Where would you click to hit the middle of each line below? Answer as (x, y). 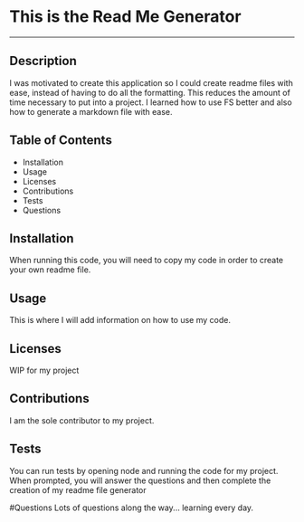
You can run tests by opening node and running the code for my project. (144, 470)
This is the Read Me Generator (125, 17)
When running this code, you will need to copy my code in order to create (147, 261)
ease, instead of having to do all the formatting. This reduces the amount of (150, 92)
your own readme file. (50, 270)
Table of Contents (61, 141)
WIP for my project (44, 370)
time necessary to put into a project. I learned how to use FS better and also (151, 102)
